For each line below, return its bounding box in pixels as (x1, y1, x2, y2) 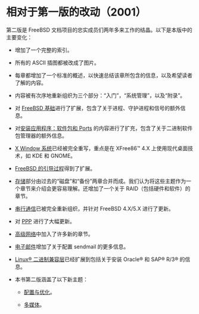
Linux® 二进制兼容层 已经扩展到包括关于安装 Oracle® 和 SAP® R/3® (14, 256, 179, 263)
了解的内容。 (14, 79, 46, 86)
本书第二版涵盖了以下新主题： (14, 275, 88, 283)
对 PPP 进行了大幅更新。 (14, 217, 76, 225)
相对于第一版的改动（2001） (6, 5, 147, 19)
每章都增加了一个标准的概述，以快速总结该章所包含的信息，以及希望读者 (14, 71, 192, 79)
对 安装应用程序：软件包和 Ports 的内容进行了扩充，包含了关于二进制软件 (14, 125, 193, 132)
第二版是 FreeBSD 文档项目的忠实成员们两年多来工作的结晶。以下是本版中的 (6, 26, 192, 33)
